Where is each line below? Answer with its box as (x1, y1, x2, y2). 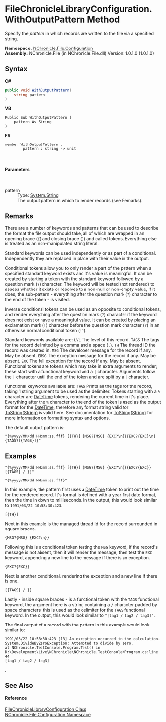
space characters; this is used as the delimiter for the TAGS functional (5, 607, 145, 613)
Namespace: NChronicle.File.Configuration (5, 45, 93, 51)
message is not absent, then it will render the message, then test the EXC (5, 549, 152, 555)
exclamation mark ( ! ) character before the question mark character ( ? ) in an (5, 322, 160, 328)
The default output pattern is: (5, 425, 65, 431)
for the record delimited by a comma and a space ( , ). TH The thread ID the (5, 342, 156, 348)
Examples (5, 452, 36, 460)
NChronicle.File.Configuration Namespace (5, 711, 91, 717)
